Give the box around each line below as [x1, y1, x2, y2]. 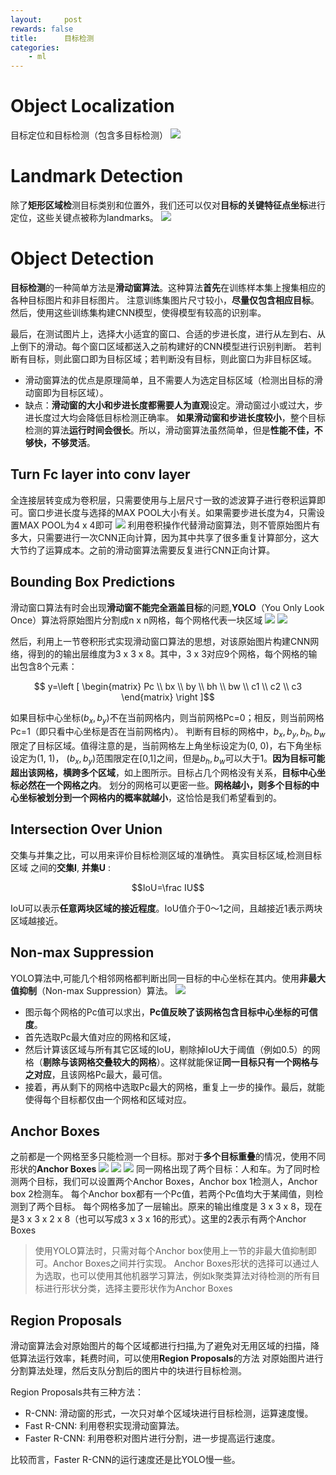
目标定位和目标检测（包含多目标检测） [10, 129, 168, 141]
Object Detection [10, 247, 155, 270]
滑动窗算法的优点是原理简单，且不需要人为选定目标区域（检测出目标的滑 [24, 374, 323, 386]
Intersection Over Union [10, 821, 163, 838]
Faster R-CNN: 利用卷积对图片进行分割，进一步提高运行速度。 [24, 1432, 281, 1445]
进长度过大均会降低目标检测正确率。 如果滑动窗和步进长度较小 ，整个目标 [24, 411, 326, 423]
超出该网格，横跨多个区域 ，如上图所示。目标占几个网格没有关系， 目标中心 [10, 766, 317, 778]
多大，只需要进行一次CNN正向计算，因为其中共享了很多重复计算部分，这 [10, 531, 311, 543]
